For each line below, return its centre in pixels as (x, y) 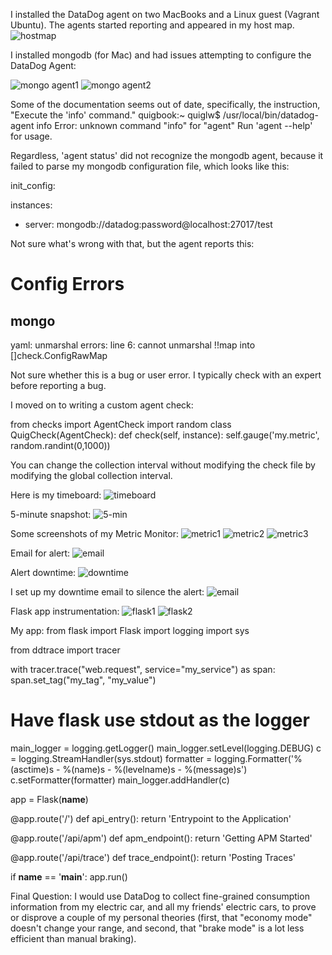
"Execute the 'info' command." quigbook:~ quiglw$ (115, 115)
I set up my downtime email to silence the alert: (107, 592)
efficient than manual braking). (73, 938)
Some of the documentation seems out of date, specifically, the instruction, (165, 104)
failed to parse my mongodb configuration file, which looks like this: (150, 166)
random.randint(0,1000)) (60, 445)
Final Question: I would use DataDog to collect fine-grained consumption (160, 896)
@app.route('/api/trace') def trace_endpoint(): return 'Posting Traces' (153, 857)
